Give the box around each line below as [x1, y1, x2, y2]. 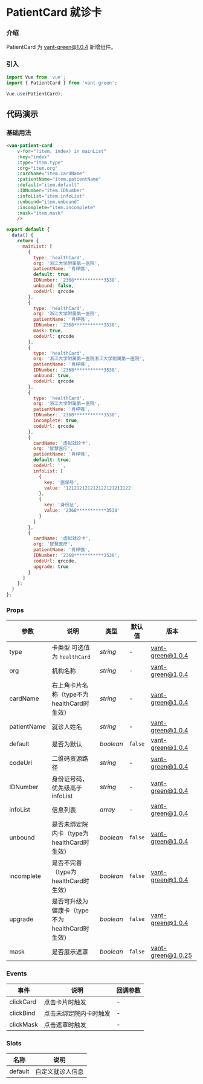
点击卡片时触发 [43, 998, 86, 1006]
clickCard [9, 998, 37, 1006]
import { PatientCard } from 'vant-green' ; [6, 80, 118, 86]
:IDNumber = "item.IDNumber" [17, 188, 85, 194]
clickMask [9, 1020, 38, 1028]
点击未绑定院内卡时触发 [43, 1009, 111, 1018]
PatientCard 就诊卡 [6, 5, 102, 19]
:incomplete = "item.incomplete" [17, 204, 96, 210]
